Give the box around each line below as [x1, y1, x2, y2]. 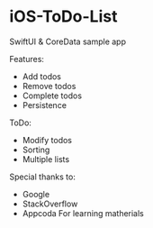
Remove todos [22, 80, 76, 91]
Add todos [22, 70, 61, 82]
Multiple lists [22, 153, 70, 164]
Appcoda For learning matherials [22, 207, 144, 218]
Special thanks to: [9, 171, 76, 182]
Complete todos [22, 90, 83, 101]
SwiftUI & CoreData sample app [9, 36, 126, 47]
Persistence [22, 99, 67, 110]
